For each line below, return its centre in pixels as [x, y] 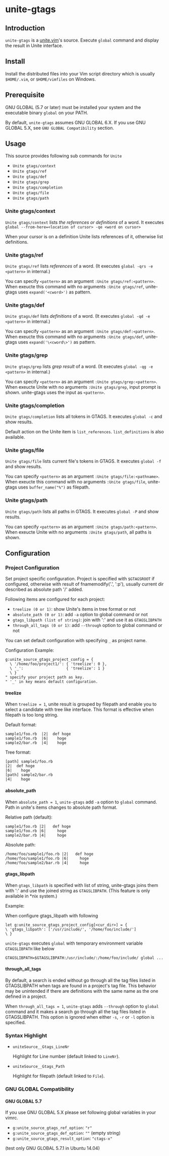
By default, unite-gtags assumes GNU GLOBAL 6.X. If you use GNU [76, 122]
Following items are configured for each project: [55, 600]
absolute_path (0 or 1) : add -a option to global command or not [80, 615]
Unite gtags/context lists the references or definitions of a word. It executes [84, 222]
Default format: [21, 725]
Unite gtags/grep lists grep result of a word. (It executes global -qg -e [79, 366]
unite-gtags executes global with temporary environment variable [74, 943]
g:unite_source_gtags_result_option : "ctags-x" [62, 1138]
